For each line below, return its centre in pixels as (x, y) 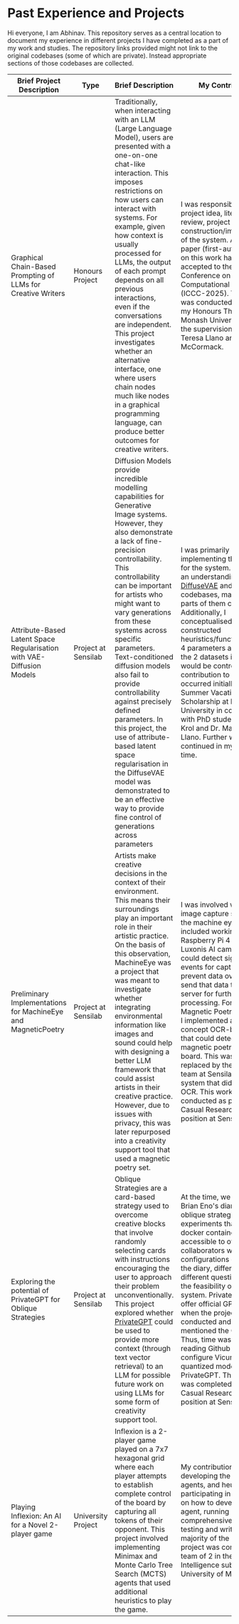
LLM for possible (143, 1375)
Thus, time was (206, 1340)
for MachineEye (37, 1012)
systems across (141, 630)
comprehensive (206, 1520)
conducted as (203, 1101)
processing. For (207, 1002)
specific (128, 639)
